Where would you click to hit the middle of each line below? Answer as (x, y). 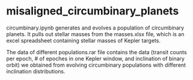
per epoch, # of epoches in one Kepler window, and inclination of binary (96, 58)
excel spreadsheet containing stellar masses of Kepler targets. (84, 40)
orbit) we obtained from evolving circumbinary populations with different (96, 65)
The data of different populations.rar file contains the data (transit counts (97, 52)
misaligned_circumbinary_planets (93, 11)
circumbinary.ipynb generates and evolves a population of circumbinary (95, 28)
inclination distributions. (36, 71)
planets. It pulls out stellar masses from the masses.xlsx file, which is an (95, 34)
